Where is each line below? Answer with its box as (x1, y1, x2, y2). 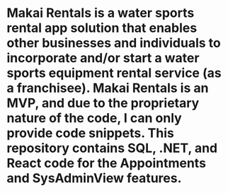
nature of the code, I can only (6, 110, 182, 127)
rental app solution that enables (6, 20, 198, 36)
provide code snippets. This (6, 125, 174, 141)
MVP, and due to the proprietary (6, 95, 200, 111)
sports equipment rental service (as (6, 65, 222, 81)
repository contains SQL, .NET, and (6, 140, 217, 156)
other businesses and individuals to (6, 35, 221, 51)
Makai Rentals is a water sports (6, 5, 195, 21)
